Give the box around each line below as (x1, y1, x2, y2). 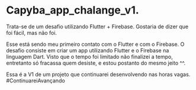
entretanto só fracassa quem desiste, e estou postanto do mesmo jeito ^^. (6, 59, 186, 66)
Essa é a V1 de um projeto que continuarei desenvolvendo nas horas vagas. (6, 71, 191, 78)
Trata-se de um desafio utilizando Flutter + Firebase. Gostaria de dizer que (6, 23, 189, 30)
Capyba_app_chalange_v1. (6, 4, 139, 17)
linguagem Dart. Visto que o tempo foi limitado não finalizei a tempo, (6, 53, 173, 60)
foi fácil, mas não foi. (6, 29, 57, 36)
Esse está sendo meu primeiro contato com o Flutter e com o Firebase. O (6, 41, 185, 48)
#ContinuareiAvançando (6, 77, 65, 84)
